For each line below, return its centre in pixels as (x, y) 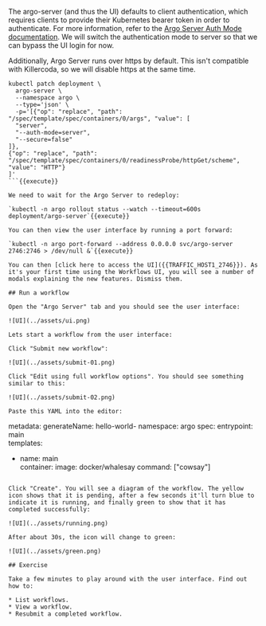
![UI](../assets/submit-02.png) (62, 397)
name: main (39, 458)
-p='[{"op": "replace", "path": (69, 112)
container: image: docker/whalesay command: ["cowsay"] (115, 467)
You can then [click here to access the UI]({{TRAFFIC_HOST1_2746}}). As (133, 265)
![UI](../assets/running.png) (59, 523)
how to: (21, 586)
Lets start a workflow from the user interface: (90, 335)
